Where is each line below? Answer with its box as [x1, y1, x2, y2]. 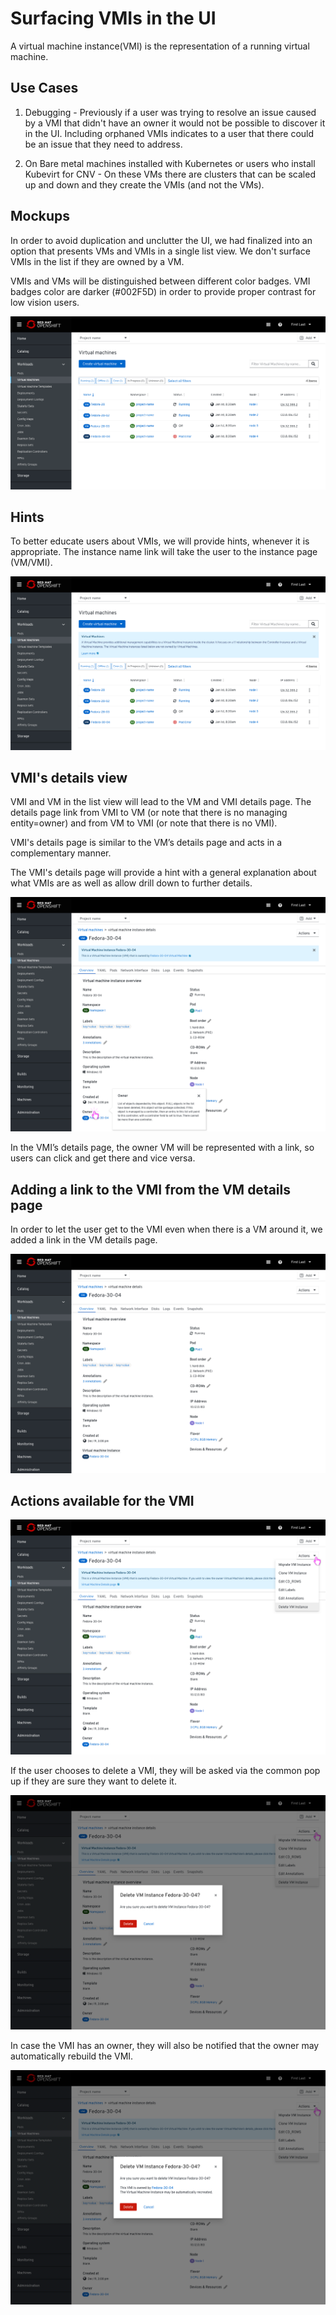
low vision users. [10, 296, 80, 308]
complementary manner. [10, 847, 112, 859]
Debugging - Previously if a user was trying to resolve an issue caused [24, 106, 317, 118]
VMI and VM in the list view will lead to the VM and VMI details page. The [10, 796, 312, 808]
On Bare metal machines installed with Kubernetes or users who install [24, 157, 316, 169]
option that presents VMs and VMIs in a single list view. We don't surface [10, 245, 311, 257]
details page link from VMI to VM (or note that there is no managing [10, 807, 288, 819]
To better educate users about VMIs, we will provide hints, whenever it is [10, 535, 310, 547]
